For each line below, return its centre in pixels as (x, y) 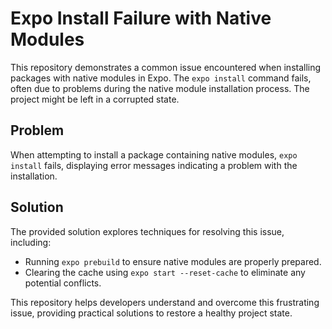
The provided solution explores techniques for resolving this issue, (147, 231)
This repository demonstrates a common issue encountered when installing (166, 67)
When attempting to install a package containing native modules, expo (154, 154)
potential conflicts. (63, 283)
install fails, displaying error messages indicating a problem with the (154, 165)
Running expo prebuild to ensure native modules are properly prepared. (173, 261)
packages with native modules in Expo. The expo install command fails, (161, 78)
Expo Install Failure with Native (141, 18)
